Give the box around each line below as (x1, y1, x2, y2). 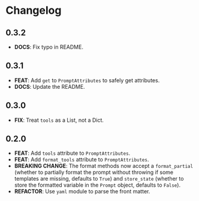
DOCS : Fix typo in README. (14, 43, 83, 50)
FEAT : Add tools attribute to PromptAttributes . (14, 149, 131, 157)
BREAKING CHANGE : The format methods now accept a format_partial (14, 163, 193, 170)
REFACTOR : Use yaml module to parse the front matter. (14, 188, 150, 195)
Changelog (5, 4, 62, 17)
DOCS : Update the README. (14, 83, 85, 90)
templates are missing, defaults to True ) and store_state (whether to (14, 175, 184, 182)
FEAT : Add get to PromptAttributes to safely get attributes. (14, 76, 160, 84)
